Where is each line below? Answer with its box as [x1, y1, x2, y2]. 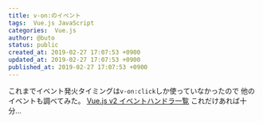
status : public [8, 41, 59, 49]
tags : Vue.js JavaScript [8, 19, 94, 27]
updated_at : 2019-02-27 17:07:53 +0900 [8, 56, 141, 64]
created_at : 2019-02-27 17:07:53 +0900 [8, 48, 141, 56]
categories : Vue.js [8, 26, 77, 34]
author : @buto [8, 33, 56, 42]
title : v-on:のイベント [8, 11, 81, 20]
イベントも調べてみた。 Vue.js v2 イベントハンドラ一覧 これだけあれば [8, 96, 241, 106]
